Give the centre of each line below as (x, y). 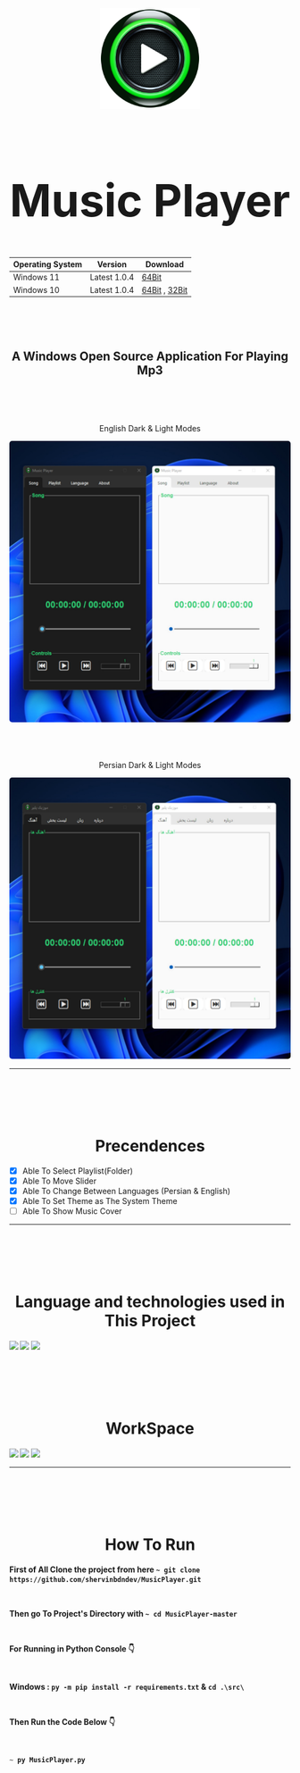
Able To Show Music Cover (72, 1211)
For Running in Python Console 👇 (72, 1648)
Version (112, 264)
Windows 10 (36, 289)
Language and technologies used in (150, 1302)
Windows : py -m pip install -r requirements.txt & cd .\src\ (127, 1686)
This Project (150, 1321)
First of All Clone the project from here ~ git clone (105, 1569)
